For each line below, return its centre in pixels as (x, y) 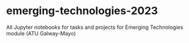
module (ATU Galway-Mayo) (41, 33)
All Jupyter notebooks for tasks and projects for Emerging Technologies (95, 27)
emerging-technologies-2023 (82, 11)
